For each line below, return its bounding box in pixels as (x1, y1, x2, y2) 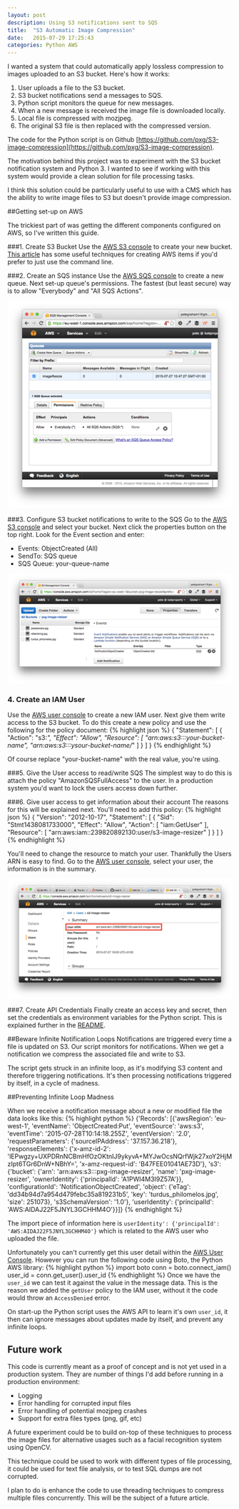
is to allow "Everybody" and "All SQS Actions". (7, 286, 143, 296)
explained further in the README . (7, 1021, 106, 1030)
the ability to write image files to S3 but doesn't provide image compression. (7, 194, 232, 202)
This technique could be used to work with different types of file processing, (7, 1457, 233, 1465)
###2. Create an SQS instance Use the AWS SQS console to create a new (7, 271, 224, 280)
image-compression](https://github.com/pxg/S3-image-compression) (7, 143, 213, 151)
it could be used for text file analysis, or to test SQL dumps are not (7, 1465, 202, 1473)
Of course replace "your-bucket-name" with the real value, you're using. (7, 754, 220, 763)
